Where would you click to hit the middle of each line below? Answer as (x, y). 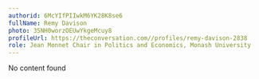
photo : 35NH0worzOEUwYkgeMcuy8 (60, 30)
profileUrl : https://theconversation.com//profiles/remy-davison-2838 (128, 38)
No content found (37, 68)
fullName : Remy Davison (48, 23)
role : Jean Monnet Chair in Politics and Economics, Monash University (129, 45)
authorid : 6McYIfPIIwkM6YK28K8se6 (66, 16)
